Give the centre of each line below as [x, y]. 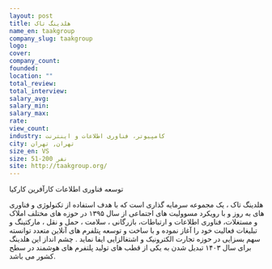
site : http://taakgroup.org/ [58, 166]
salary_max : [29, 114]
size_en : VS [29, 151]
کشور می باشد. [32, 256]
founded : [24, 69]
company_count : [35, 61]
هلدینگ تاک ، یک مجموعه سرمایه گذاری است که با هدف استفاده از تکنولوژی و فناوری [136, 205]
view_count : [29, 128]
